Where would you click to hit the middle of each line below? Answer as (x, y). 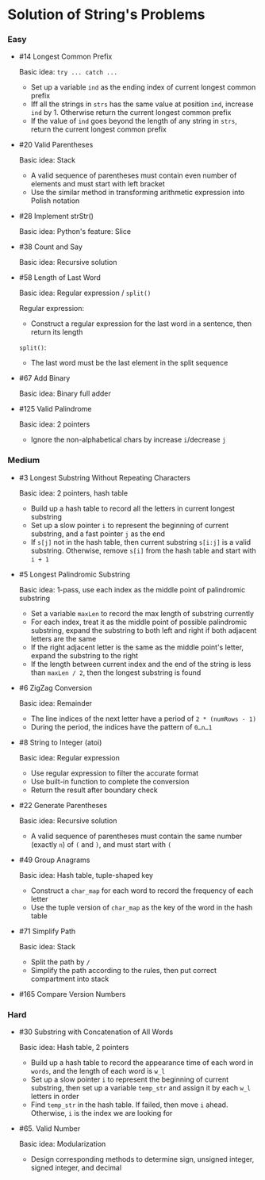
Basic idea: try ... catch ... (68, 72)
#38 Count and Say (50, 247)
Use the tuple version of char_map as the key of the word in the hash (142, 907)
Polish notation (55, 201)
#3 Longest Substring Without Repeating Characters (105, 477)
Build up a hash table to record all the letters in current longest (133, 508)
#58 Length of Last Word (60, 278)
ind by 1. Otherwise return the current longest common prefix (131, 113)
